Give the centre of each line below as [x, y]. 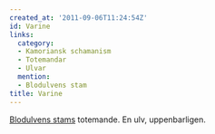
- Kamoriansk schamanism [64, 52]
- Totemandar [42, 60]
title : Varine [36, 93]
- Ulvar [32, 69]
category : [36, 43]
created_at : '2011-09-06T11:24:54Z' [78, 18]
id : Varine [30, 26]
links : [22, 34]
